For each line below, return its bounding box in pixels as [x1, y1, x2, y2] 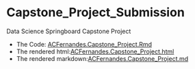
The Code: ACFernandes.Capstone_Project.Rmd [16, 40, 152, 48]
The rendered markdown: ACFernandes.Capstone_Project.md [16, 54, 189, 62]
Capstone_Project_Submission [6, 5, 185, 20]
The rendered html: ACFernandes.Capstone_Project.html [16, 47, 174, 55]
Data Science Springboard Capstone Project [6, 27, 131, 35]
